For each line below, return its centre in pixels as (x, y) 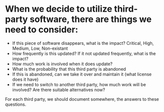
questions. (16, 104)
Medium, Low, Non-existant (40, 48)
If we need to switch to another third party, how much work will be (79, 84)
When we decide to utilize (59, 9)
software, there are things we (91, 19)
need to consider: (42, 30)
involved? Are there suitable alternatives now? (59, 90)
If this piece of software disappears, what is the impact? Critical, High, (83, 43)
